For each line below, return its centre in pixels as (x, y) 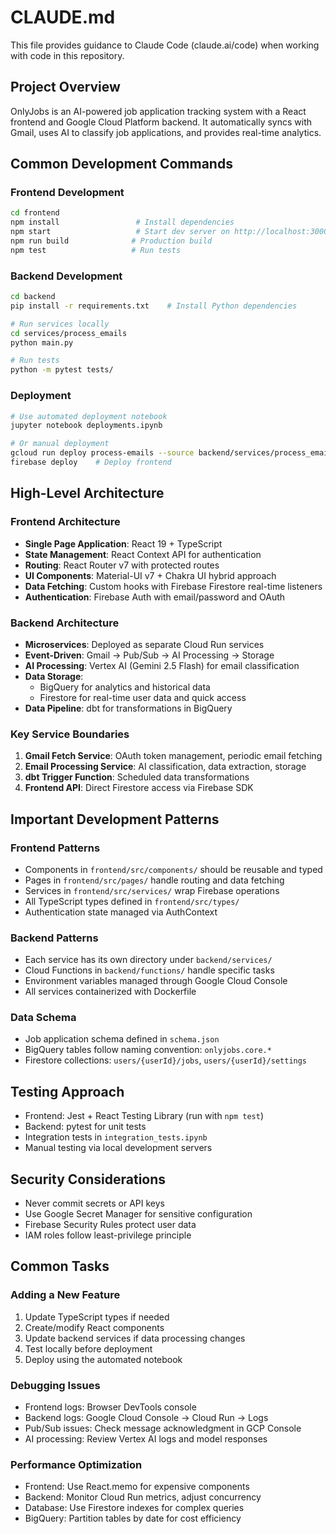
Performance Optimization (76, 1464)
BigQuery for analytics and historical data (125, 687)
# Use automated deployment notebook (89, 416)
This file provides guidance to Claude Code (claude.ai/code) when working (165, 45)
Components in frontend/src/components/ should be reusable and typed (173, 869)
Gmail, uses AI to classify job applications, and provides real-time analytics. (166, 132)
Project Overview (65, 87)
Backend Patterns (54, 938)
